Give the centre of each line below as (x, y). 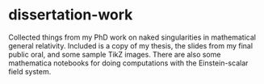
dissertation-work (71, 15)
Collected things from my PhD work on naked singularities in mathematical (132, 37)
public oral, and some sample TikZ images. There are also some (115, 54)
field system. (30, 71)
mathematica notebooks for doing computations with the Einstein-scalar (128, 63)
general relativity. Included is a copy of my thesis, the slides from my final (130, 45)
